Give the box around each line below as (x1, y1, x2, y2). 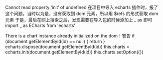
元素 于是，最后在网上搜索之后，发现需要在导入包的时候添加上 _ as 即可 (5, 17, 153, 22)
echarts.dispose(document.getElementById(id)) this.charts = (5, 44, 130, 49)
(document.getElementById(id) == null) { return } (5, 38, 106, 44)
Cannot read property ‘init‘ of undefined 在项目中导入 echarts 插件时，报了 (5, 4, 159, 10)
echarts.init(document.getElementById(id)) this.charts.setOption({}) (5, 49, 144, 55)
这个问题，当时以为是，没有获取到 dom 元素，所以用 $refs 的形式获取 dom (5, 10, 159, 16)
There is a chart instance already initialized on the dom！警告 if (5, 33, 135, 38)
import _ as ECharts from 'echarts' (5, 22, 76, 28)
